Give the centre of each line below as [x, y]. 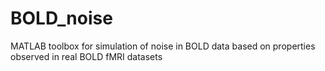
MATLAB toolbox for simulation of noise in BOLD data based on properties [163, 46]
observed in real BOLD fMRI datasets [86, 56]
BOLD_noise [61, 18]
